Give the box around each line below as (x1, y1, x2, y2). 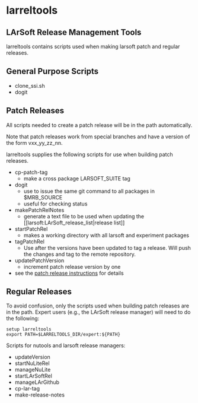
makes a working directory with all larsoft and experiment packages (23, 231, 190, 239)
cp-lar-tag (14, 385, 40, 392)
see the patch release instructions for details (14, 269, 124, 277)
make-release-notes (14, 391, 65, 398)
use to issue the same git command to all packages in (23, 188, 155, 195)
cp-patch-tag (14, 169, 48, 176)
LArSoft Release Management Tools (6, 27, 142, 37)
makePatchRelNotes (14, 206, 65, 214)
